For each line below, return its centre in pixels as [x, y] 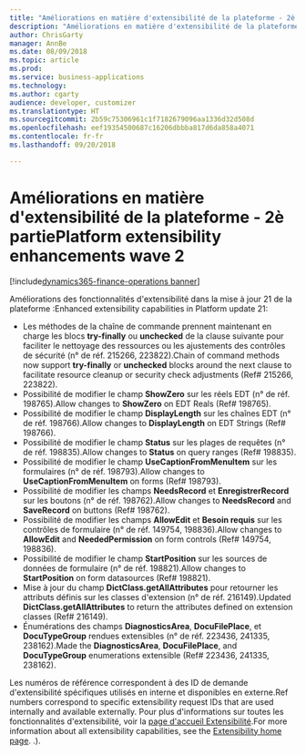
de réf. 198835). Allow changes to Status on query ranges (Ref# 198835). [159, 452]
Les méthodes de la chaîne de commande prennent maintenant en [147, 326]
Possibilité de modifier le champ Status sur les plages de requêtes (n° [154, 442]
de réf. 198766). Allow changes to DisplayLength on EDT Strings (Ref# [154, 423]
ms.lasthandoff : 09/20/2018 [63, 145]
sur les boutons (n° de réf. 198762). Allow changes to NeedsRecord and [157, 500]
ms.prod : [26, 69]
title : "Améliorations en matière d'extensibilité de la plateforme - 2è [153, 18]
